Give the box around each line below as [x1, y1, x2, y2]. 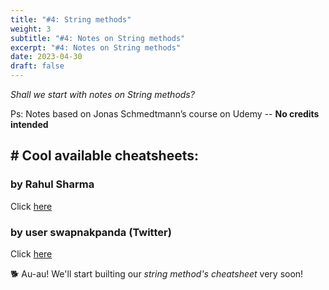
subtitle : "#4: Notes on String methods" [10, 33, 186, 43]
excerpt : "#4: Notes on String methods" [10, 42, 182, 53]
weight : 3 [10, 24, 52, 34]
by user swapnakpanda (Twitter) [10, 225, 172, 239]
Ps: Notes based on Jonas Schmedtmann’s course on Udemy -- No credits [10, 108, 320, 120]
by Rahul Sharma [10, 177, 95, 191]
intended [10, 119, 49, 130]
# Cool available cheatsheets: [10, 147, 199, 165]
